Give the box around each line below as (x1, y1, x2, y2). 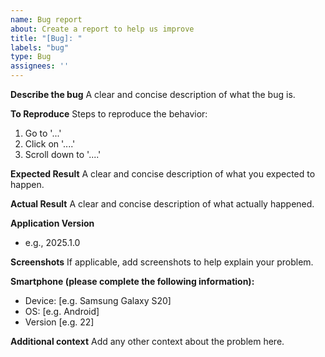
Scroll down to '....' (24, 149, 102, 160)
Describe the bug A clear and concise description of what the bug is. (10, 89, 296, 100)
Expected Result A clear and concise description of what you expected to (10, 168, 316, 180)
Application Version (10, 217, 95, 229)
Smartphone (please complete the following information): (10, 276, 255, 287)
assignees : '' (10, 61, 70, 71)
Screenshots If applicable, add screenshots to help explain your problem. (10, 256, 314, 268)
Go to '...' (24, 127, 62, 139)
